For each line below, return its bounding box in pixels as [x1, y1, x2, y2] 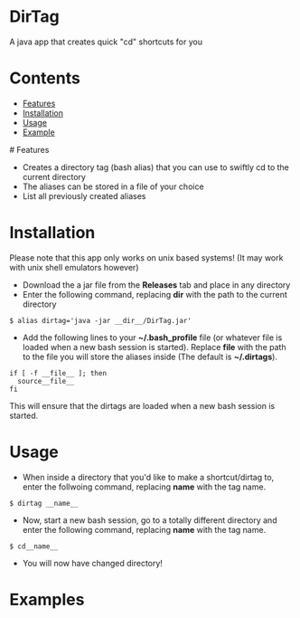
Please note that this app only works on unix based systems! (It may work [9, 252, 284, 263]
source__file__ [17, 376, 75, 385]
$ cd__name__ [9, 541, 59, 551]
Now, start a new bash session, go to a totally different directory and [22, 514, 277, 526]
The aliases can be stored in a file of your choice [22, 181, 205, 192]
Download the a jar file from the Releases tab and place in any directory [22, 279, 291, 290]
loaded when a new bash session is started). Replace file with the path [22, 341, 286, 352]
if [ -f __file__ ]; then [9, 368, 107, 377]
